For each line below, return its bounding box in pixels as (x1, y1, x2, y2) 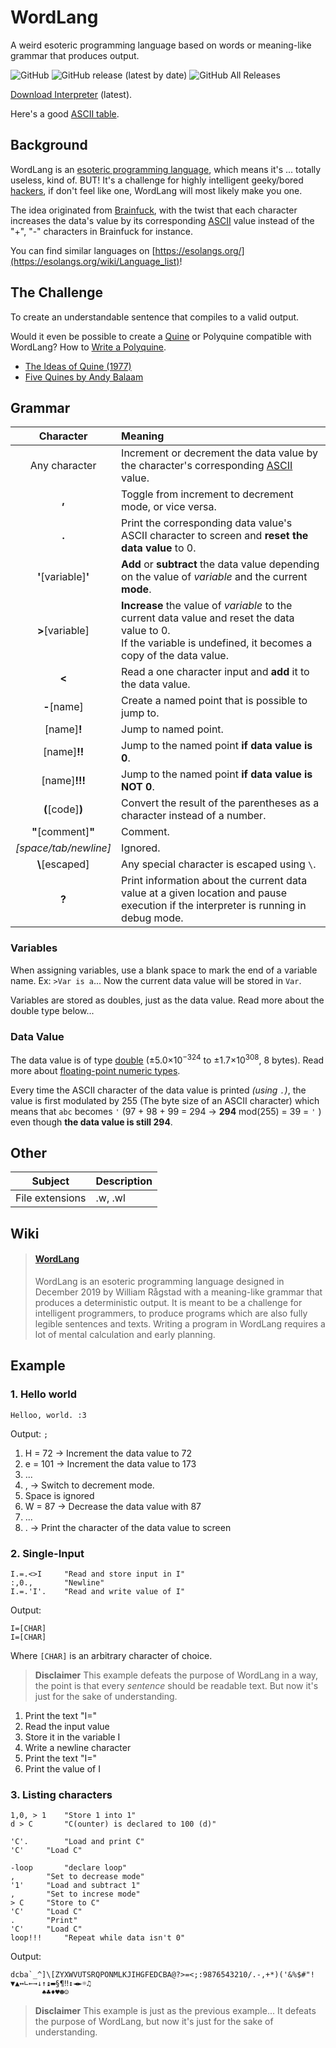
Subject (31, 1174, 70, 1188)
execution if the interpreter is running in (121, 899, 307, 913)
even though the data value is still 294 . (10, 1116, 173, 1128)
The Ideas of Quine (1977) (24, 360, 132, 372)
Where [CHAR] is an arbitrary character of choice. (10, 1650, 213, 1662)
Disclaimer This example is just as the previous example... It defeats (34, 2005, 317, 2017)
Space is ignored (24, 1489, 95, 1501)
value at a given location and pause (121, 886, 288, 900)
